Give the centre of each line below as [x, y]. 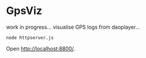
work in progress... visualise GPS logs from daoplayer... [73, 27]
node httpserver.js [30, 37]
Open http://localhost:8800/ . [41, 49]
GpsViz [24, 11]
